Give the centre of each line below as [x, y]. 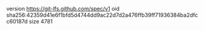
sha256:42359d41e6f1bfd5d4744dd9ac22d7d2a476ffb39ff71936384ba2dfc [102, 15]
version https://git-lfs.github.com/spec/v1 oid [63, 9]
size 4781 [41, 21]
